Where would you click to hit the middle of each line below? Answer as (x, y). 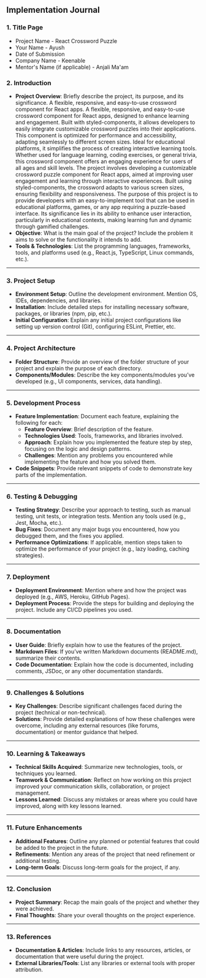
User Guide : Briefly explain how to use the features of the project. (98, 645)
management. (33, 793)
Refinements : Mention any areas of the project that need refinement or (105, 854)
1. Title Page (25, 28)
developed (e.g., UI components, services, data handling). (89, 381)
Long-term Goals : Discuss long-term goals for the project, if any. (97, 867)
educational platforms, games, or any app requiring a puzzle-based (100, 207)
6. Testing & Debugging (42, 496)
